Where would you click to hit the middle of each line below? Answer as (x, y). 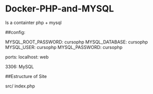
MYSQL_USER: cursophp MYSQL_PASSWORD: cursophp (64, 47)
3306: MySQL (20, 66)
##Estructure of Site (26, 76)
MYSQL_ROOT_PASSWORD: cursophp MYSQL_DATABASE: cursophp (76, 42)
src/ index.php (20, 86)
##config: (15, 32)
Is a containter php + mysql (33, 22)
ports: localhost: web (27, 57)
